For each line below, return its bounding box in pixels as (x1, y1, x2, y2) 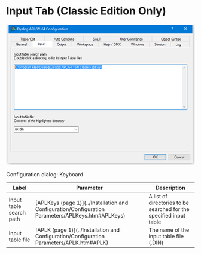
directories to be (148, 199, 190, 207)
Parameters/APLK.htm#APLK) (35, 239, 109, 246)
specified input (148, 212, 185, 219)
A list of (148, 193, 167, 200)
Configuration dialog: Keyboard (6, 171, 84, 178)
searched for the (148, 206, 190, 213)
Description (155, 184, 185, 191)
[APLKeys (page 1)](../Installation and (35, 199, 129, 207)
